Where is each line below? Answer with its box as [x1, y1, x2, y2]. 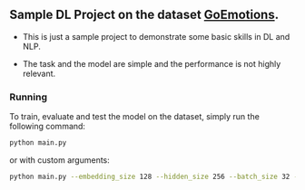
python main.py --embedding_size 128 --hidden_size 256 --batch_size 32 [9, 172, 290, 181]
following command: [9, 121, 86, 132]
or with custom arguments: [9, 154, 111, 166]
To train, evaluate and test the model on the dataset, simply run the [9, 111, 261, 122]
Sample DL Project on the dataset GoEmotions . [9, 7, 280, 23]
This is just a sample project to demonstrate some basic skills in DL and [22, 31, 290, 42]
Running [9, 90, 48, 103]
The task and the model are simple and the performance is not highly [22, 58, 281, 69]
